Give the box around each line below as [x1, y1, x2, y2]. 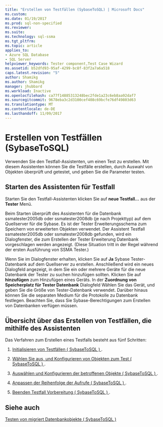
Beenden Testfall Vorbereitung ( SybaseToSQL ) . [12, 390, 110, 395]
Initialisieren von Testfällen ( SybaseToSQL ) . [12, 346, 103, 353]
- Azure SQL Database [5, 52, 49, 57]
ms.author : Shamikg [5, 79, 45, 84]
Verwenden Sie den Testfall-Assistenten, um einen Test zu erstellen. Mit [5, 159, 149, 164]
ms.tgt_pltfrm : [5, 39, 36, 44]
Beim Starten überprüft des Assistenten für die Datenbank [5, 210, 122, 216]
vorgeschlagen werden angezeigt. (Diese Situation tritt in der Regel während [5, 241, 158, 247]
